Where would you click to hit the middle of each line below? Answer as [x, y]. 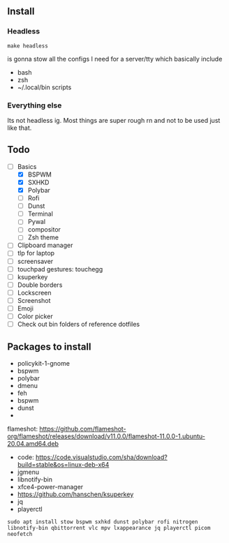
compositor [44, 230]
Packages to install [50, 347]
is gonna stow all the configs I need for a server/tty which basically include [115, 59]
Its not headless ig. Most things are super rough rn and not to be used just [114, 120]
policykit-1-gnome [43, 363]
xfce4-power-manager [50, 486]
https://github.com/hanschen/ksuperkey [75, 494]
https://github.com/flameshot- [83, 429]
